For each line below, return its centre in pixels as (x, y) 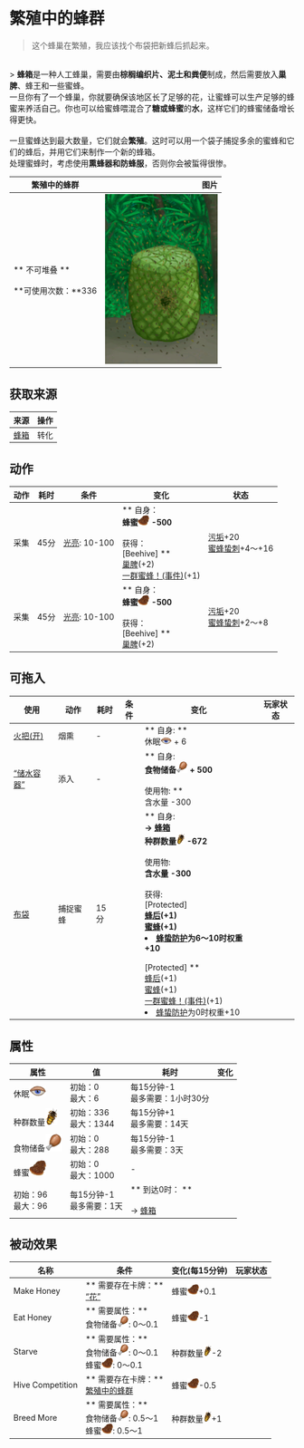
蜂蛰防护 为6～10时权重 (199, 938)
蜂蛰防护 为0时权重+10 (198, 1012)
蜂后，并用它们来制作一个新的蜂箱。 (92, 151)
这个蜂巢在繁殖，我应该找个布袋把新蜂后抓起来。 (123, 45)
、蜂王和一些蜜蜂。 (53, 85)
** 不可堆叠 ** (42, 269)
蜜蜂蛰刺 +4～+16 (241, 548)
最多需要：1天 (97, 1205)
